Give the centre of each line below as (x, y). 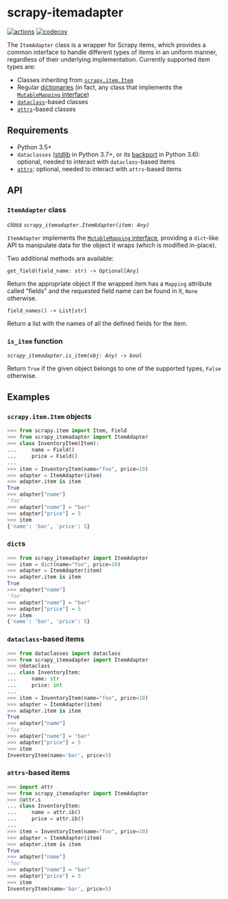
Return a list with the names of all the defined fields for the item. (98, 324)
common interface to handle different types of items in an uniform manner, (112, 52)
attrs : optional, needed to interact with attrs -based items (99, 168)
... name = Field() (41, 450)
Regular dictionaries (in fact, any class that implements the (100, 87)
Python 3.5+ (35, 147)
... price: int (35, 685)
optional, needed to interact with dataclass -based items (96, 162)
